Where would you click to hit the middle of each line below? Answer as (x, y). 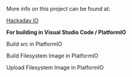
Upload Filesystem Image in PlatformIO (55, 67)
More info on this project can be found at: (58, 9)
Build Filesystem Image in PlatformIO (52, 56)
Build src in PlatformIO (34, 44)
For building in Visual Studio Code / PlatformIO (66, 32)
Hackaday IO (23, 20)
